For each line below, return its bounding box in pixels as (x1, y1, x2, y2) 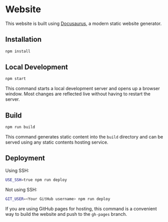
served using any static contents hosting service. (5, 139, 108, 145)
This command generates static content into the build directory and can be (5, 134, 163, 140)
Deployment (5, 154, 45, 162)
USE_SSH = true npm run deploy (5, 177, 67, 182)
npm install (5, 48, 31, 54)
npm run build (5, 125, 36, 130)
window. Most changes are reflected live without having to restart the (5, 91, 151, 97)
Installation (5, 35, 42, 44)
